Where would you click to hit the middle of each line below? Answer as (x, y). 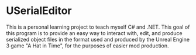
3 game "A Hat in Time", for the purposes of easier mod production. (87, 46)
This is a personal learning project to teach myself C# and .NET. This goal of (98, 27)
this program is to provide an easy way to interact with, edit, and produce (94, 33)
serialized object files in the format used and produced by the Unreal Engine (98, 39)
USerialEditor (39, 11)
